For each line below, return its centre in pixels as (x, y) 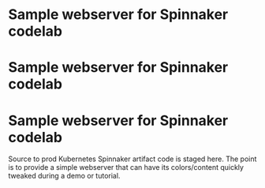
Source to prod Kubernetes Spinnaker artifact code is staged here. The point (132, 159)
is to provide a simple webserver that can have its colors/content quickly (126, 167)
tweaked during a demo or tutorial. (64, 176)
